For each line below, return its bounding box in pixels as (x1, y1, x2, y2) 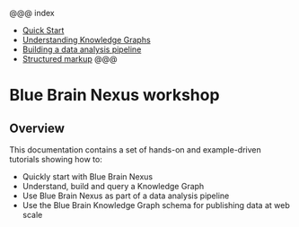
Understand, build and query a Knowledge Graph (22, 181, 205, 191)
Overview (9, 120, 66, 135)
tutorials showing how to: (9, 154, 103, 164)
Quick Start (22, 25, 65, 35)
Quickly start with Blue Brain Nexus (22, 171, 154, 182)
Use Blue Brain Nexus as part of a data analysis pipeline (22, 190, 230, 201)
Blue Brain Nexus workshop (9, 85, 220, 106)
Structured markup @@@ (22, 54, 119, 64)
